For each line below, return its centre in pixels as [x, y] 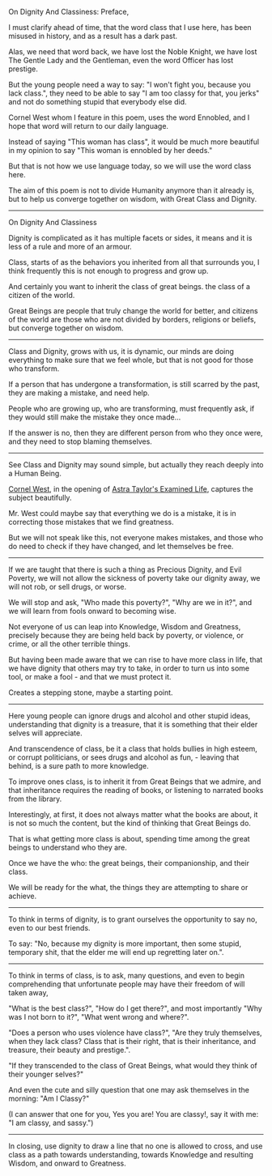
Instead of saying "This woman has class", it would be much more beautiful [134, 142]
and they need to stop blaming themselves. [80, 441]
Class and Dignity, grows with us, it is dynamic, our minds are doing [121, 351]
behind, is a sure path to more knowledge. [79, 766]
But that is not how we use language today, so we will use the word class [130, 166]
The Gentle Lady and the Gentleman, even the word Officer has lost [121, 60]
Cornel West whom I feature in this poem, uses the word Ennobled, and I [129, 117]
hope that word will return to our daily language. [88, 126]
